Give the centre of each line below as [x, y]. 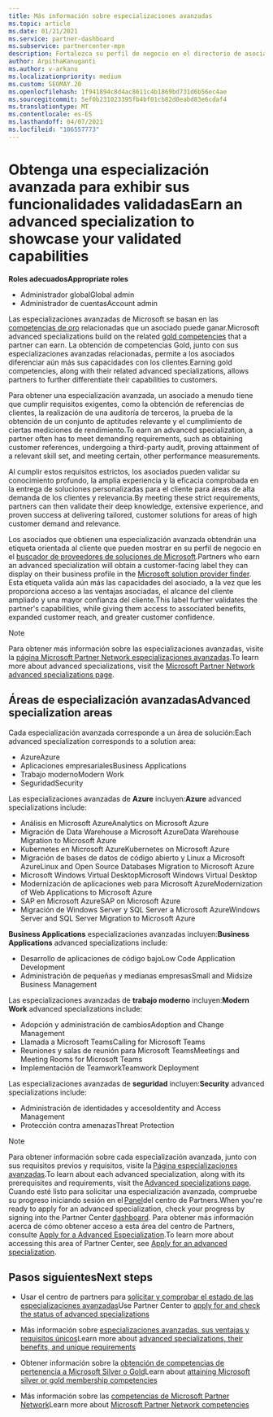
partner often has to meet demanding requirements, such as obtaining [126, 438]
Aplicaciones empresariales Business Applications [103, 765]
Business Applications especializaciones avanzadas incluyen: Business [129, 934]
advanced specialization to [102, 221]
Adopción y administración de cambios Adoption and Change [122, 1024]
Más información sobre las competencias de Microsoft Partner [125, 1396]
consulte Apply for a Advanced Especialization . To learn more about [121, 1235]
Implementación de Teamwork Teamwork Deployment [109, 1068]
